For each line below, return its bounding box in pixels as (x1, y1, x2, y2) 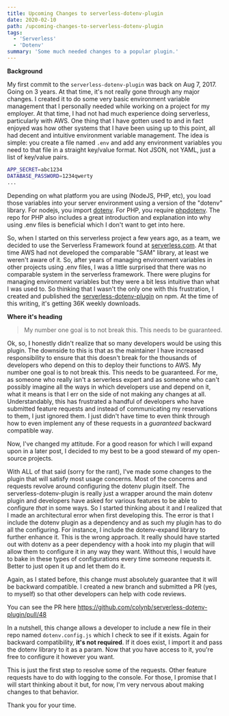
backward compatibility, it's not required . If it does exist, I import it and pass (7, 638, 223, 646)
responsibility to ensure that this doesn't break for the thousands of (7, 353, 197, 361)
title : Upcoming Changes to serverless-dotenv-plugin (7, 10, 164, 17)
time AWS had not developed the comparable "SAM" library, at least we (7, 248, 209, 257)
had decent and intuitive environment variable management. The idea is (7, 131, 209, 139)
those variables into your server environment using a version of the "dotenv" (7, 199, 223, 207)
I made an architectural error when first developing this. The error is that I (7, 511, 214, 519)
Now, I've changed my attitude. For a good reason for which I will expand (7, 439, 213, 448)
